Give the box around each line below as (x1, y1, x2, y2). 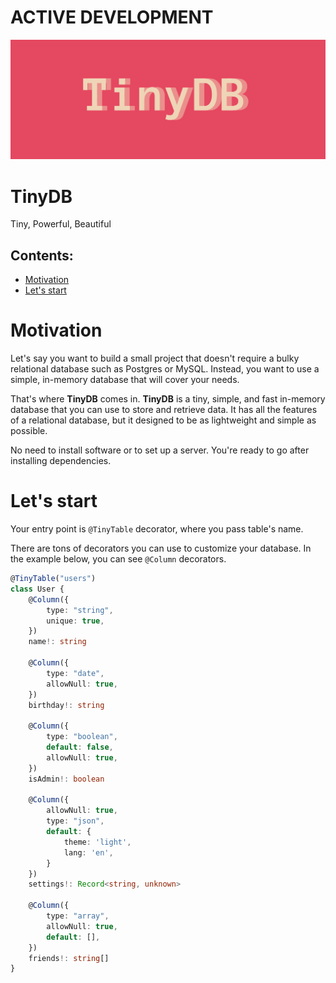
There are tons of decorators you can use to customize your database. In (10, 542, 312, 555)
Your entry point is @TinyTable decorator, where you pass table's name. (10, 523, 304, 535)
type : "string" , (46, 605, 114, 615)
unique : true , (46, 616, 105, 626)
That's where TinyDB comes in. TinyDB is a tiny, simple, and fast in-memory (10, 393, 326, 405)
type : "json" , (46, 816, 105, 826)
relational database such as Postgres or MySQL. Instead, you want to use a (10, 363, 320, 375)
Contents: (10, 247, 74, 264)
